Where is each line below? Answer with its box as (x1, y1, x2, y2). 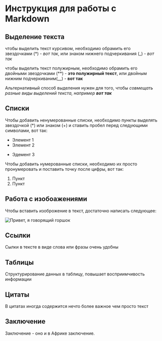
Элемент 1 (12, 137, 34, 143)
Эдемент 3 (12, 151, 35, 157)
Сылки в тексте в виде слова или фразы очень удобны (5, 244, 119, 250)
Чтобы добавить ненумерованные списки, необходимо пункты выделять (5, 117, 158, 123)
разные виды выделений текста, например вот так (5, 90, 112, 96)
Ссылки (5, 232, 31, 240)
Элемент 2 (12, 142, 35, 148)
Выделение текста (5, 33, 65, 41)
